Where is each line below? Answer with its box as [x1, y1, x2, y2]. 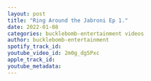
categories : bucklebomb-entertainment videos [7, 30, 144, 37]
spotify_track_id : [7, 43, 62, 50]
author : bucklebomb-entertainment [7, 37, 110, 44]
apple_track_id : [7, 56, 55, 63]
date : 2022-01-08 [7, 23, 59, 30]
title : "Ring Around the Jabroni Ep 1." [7, 17, 129, 24]
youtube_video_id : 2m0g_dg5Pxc [7, 50, 100, 57]
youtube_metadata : [7, 63, 62, 70]
